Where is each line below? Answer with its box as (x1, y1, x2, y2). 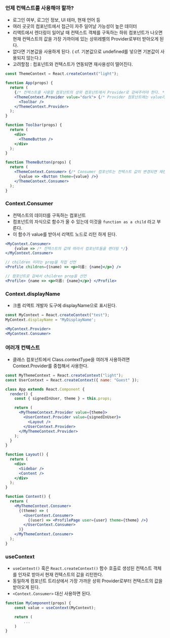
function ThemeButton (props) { (5, 160, 71, 165)
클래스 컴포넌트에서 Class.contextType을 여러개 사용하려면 (12, 356, 130, 362)
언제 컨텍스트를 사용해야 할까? (5, 4, 74, 11)
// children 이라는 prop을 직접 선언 (5, 260, 76, 265)
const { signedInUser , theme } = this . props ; (14, 396, 112, 401)
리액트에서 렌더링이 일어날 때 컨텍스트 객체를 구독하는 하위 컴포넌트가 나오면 (12, 29, 163, 36)
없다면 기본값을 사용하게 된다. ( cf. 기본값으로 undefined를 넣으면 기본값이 (12, 49, 159, 55)
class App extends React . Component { (5, 387, 85, 392)
